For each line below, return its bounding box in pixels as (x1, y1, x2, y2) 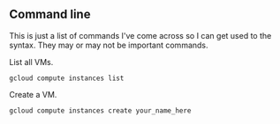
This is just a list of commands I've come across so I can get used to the (9, 30, 272, 40)
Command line (9, 7, 91, 22)
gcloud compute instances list (9, 74, 125, 83)
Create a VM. (9, 89, 57, 99)
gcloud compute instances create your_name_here (9, 106, 192, 115)
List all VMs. (9, 56, 54, 67)
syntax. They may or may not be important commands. (9, 40, 209, 50)
